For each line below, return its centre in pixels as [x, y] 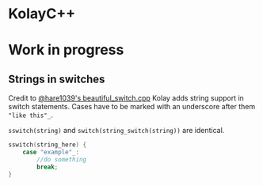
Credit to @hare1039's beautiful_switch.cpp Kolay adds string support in [126, 98]
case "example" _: [51, 152]
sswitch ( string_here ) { [48, 145]
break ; [48, 167]
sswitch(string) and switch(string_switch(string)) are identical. [116, 131]
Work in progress [66, 50]
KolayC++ [42, 14]
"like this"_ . [30, 115]
